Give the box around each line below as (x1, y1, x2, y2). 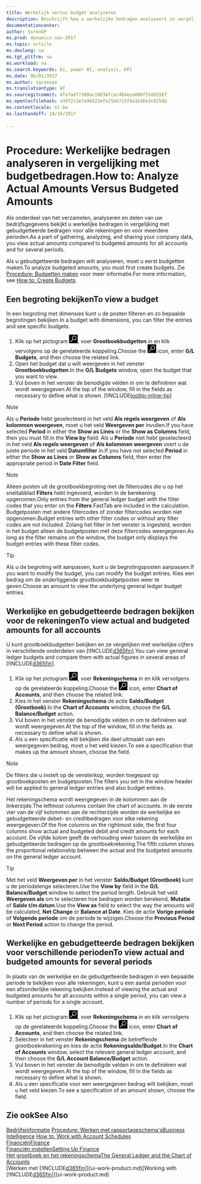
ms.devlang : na (6, 48, 44, 54)
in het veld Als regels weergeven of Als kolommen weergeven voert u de (6, 441, 189, 448)
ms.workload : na (6, 60, 47, 66)
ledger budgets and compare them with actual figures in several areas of (6, 653, 185, 661)
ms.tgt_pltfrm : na (6, 54, 52, 60)
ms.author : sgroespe (6, 79, 58, 85)
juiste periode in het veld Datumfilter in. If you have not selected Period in (6, 447, 188, 455)
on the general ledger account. (6, 853, 83, 861)
